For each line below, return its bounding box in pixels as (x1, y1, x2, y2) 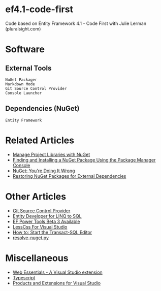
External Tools (5, 63, 52, 72)
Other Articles (5, 190, 67, 202)
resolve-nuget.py (12, 235, 49, 241)
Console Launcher (5, 90, 42, 95)
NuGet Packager (5, 77, 38, 82)
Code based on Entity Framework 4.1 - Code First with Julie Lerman (5, 20, 147, 26)
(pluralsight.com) (5, 25, 41, 31)
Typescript (12, 274, 36, 280)
